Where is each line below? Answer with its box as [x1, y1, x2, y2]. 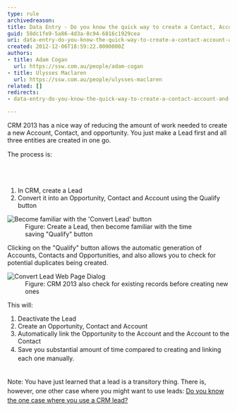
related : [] [7, 82, 42, 90]
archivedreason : [7, 17, 55, 24]
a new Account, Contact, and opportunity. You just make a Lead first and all [7, 128, 227, 137]
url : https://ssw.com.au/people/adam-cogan [13, 63, 143, 70]
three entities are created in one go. [7, 136, 111, 145]
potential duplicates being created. [7, 258, 109, 266]
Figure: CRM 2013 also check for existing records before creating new [25, 279, 229, 288]
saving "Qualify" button [25, 230, 93, 238]
